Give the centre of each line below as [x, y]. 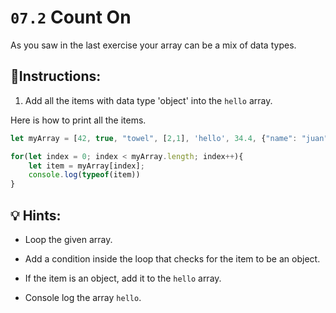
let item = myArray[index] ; [86, 166]
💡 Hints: [36, 215]
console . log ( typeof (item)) [84, 175]
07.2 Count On [71, 17]
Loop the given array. [68, 239]
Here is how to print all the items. [78, 120]
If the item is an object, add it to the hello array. [123, 278]
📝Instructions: [56, 76]
